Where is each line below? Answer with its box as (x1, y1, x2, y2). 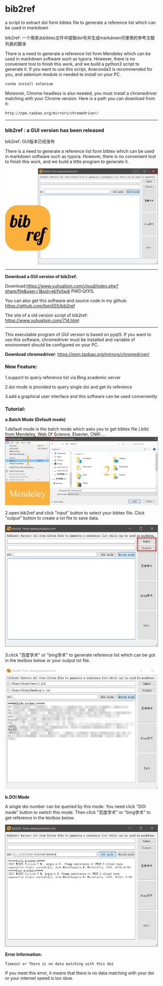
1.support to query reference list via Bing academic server (5, 374, 121, 380)
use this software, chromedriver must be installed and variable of (5, 337, 135, 342)
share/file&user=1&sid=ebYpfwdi (5, 288, 70, 294)
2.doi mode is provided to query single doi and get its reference (5, 384, 132, 390)
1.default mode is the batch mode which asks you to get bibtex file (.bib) (5, 426, 149, 432)
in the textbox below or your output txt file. (5, 658, 91, 664)
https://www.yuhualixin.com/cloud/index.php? (26, 283, 119, 289)
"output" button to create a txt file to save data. (5, 515, 99, 521)
